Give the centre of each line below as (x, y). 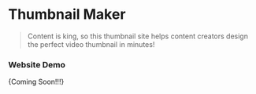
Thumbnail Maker (67, 14)
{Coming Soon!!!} (36, 82)
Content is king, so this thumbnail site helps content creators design (137, 36)
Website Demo (37, 64)
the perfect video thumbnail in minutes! (91, 44)
